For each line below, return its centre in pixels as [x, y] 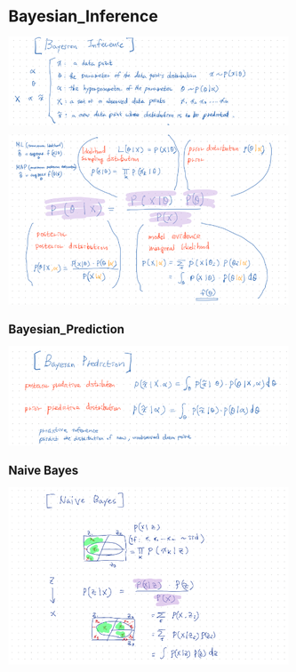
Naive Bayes [44, 471]
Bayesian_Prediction [67, 329]
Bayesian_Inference [84, 16]
